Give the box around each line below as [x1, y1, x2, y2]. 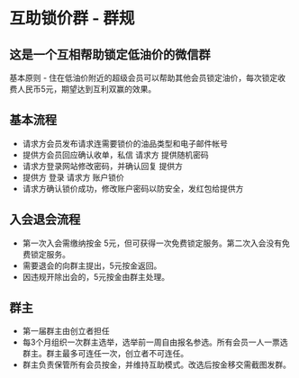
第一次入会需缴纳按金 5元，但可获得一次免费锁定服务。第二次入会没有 [22, 238, 283, 248]
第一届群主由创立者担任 [22, 326, 110, 337]
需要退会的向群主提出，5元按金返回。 [22, 260, 162, 271]
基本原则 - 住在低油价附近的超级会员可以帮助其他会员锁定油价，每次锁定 [9, 73, 278, 83]
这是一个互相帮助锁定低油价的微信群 [9, 47, 211, 62]
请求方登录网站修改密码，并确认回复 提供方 [22, 160, 183, 171]
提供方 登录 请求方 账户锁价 [22, 172, 124, 183]
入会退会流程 [9, 212, 81, 228]
